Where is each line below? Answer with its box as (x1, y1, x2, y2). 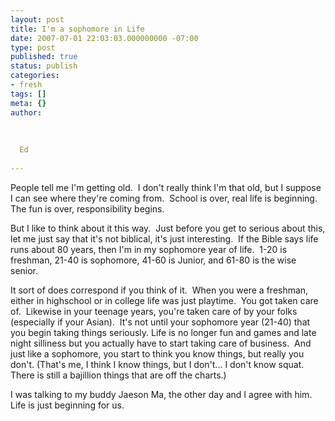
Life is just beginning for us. (10, 399, 125, 411)
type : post (10, 42, 56, 53)
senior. (10, 264, 39, 276)
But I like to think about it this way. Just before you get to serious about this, (10, 222, 326, 234)
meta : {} (10, 98, 47, 108)
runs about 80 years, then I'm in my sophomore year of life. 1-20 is (10, 243, 288, 255)
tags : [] (10, 89, 47, 99)
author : (10, 107, 43, 118)
